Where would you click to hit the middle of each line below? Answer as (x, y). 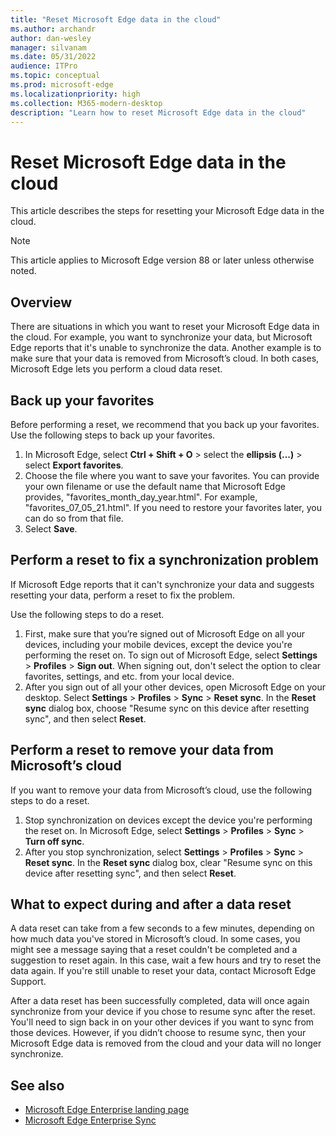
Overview (41, 302)
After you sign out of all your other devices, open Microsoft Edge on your (175, 687)
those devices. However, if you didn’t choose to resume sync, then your (158, 1033)
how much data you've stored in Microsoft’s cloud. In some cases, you (155, 939)
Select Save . (51, 528)
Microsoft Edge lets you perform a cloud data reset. (116, 369)
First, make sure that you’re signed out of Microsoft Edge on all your (165, 633)
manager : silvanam (48, 47)
